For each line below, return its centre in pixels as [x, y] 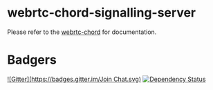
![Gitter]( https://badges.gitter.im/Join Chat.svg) [74, 79]
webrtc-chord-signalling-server [101, 13]
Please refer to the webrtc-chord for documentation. [82, 32]
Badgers [32, 60]
